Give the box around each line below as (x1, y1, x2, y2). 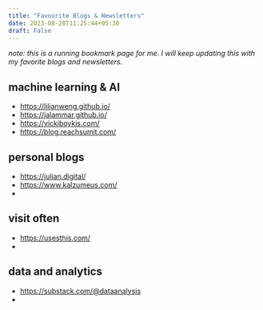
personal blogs (8, 150, 85, 164)
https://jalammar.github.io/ (19, 110, 108, 120)
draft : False (8, 26, 52, 34)
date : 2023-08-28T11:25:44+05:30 (8, 19, 120, 27)
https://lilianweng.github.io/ (19, 102, 110, 111)
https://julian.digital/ (19, 171, 86, 181)
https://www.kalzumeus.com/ (19, 180, 118, 189)
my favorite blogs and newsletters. (8, 57, 123, 66)
